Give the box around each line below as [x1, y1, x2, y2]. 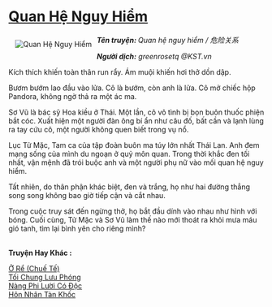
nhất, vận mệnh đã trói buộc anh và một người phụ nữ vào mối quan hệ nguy [8, 158, 264, 167]
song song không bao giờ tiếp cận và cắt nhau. [8, 190, 166, 200]
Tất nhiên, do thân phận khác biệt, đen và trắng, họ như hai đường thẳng [8, 182, 250, 192]
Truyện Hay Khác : [8, 248, 72, 257]
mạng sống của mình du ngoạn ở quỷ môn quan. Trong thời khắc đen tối [8, 149, 250, 158]
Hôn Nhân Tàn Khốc [8, 289, 76, 299]
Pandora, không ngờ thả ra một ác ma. [8, 91, 137, 101]
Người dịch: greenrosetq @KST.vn [97, 51, 213, 61]
